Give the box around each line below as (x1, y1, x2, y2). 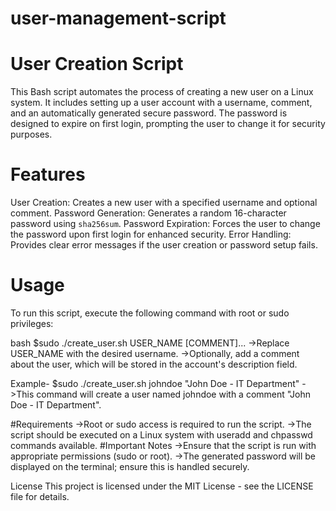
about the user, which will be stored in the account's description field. (10, 358, 298, 370)
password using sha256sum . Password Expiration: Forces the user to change (10, 218, 321, 230)
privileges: (10, 318, 54, 329)
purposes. (10, 128, 53, 141)
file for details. (10, 491, 70, 502)
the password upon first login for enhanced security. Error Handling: (10, 228, 292, 241)
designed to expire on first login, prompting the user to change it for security (10, 118, 326, 130)
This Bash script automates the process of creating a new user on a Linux (10, 86, 314, 98)
